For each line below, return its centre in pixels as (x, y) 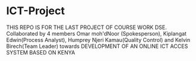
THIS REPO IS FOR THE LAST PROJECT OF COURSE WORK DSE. (87, 27)
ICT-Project (35, 11)
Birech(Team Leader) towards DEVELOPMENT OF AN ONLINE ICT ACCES (97, 46)
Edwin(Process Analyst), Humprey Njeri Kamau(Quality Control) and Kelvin (98, 40)
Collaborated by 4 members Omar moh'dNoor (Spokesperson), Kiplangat (97, 33)
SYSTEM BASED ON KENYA (41, 52)
